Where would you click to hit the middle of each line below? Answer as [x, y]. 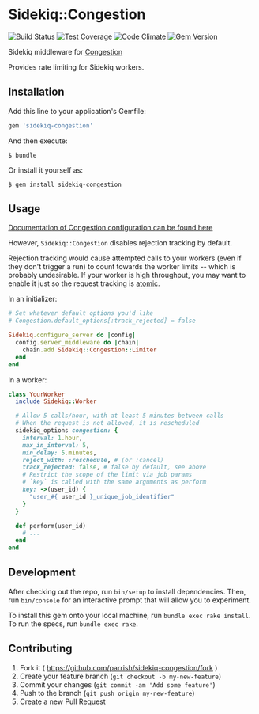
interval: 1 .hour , [53, 438]
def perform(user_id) [51, 526]
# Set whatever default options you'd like [81, 313]
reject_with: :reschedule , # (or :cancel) [93, 460]
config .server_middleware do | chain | [77, 343]
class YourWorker [37, 394]
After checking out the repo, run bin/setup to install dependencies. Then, [127, 591]
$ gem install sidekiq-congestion [65, 184]
